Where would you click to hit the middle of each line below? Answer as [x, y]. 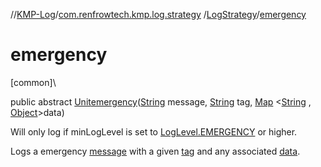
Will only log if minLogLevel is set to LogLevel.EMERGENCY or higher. [154, 131]
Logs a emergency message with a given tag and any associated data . [155, 151]
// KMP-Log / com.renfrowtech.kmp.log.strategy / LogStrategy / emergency [158, 14]
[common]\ [33, 82]
